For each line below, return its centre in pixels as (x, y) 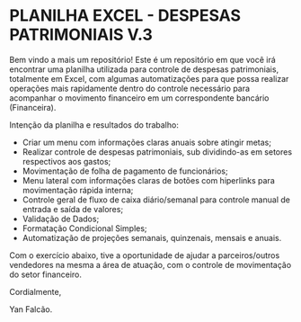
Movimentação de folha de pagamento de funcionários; (125, 171)
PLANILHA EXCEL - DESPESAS (125, 16)
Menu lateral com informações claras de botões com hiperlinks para (149, 180)
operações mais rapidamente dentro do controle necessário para (129, 88)
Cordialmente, (35, 291)
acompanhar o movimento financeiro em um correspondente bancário (139, 98)
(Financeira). (33, 107)
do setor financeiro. (46, 274)
